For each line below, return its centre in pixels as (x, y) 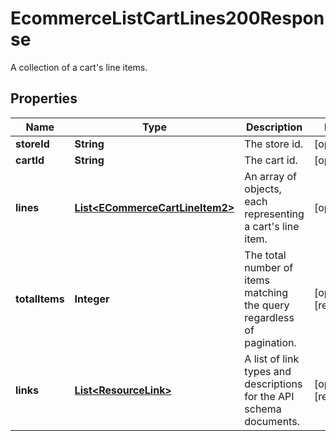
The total (265, 255)
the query (267, 305)
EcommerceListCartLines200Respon (167, 18)
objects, (263, 189)
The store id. (274, 144)
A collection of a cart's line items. (79, 67)
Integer (92, 299)
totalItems (40, 299)
